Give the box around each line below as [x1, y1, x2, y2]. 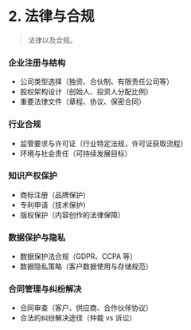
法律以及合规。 [27, 35, 77, 45]
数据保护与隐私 [8, 232, 66, 243]
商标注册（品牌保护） [19, 189, 90, 200]
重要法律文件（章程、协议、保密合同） [19, 97, 146, 106]
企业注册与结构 [8, 57, 66, 68]
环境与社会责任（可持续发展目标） [19, 149, 132, 158]
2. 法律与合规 [8, 7, 95, 26]
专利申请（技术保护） [19, 200, 90, 209]
